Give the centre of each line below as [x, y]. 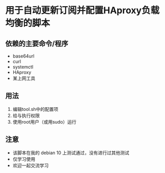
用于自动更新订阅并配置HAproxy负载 [82, 10]
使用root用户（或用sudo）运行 [44, 122]
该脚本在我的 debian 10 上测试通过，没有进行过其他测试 [71, 153]
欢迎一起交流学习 [31, 165]
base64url [23, 56]
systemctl [23, 67]
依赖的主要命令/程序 [37, 44]
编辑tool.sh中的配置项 [35, 109]
